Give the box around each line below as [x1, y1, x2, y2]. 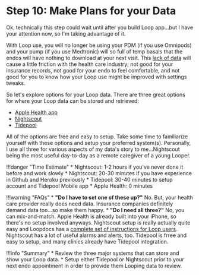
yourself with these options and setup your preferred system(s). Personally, [6, 139, 191, 146]
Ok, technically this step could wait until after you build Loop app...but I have [6, 24, 194, 31]
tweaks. [6, 79, 26, 87]
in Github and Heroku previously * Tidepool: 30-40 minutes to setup [6, 176, 173, 183]
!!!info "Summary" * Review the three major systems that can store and [6, 249, 179, 257]
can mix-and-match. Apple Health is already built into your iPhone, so [6, 213, 176, 220]
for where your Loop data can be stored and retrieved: [6, 97, 140, 105]
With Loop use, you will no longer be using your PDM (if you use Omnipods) [6, 42, 192, 49]
